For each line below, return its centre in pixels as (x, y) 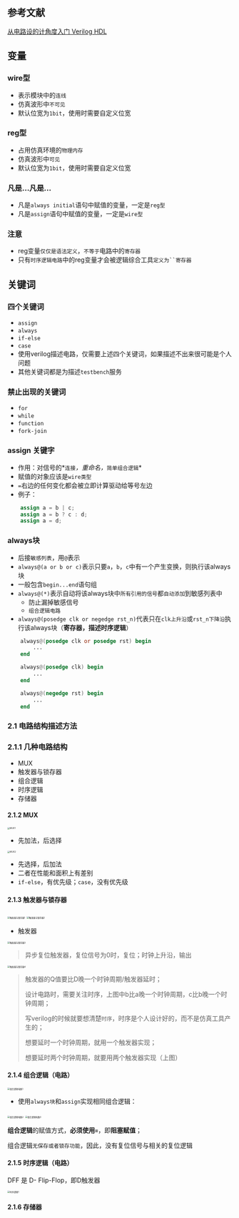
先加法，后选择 (40, 841)
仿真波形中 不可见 (41, 104)
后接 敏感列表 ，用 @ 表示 (49, 557)
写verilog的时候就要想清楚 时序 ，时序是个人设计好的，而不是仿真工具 (124, 1018)
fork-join (32, 431)
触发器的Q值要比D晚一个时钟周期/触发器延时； (93, 979)
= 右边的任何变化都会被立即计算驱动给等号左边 (85, 485)
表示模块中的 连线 (42, 95)
